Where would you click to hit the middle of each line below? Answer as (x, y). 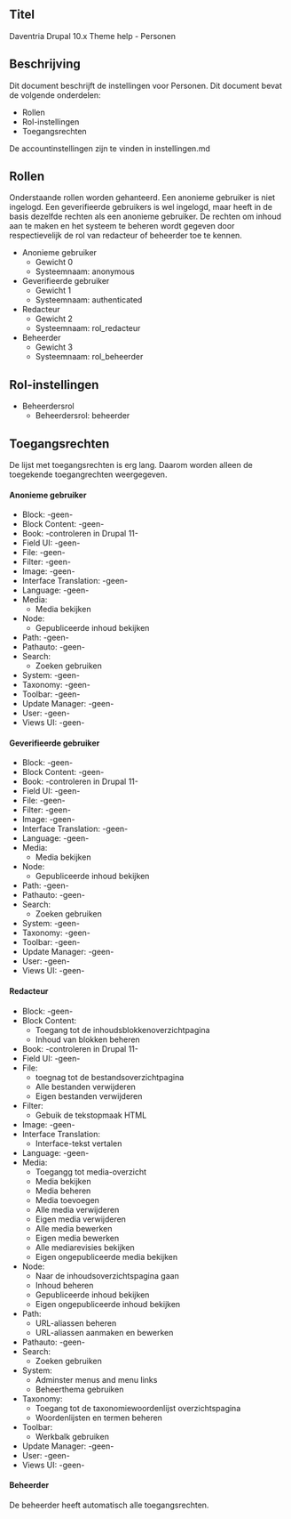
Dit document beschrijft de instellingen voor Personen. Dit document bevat (145, 85)
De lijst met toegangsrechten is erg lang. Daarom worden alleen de (131, 465)
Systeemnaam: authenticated (89, 300)
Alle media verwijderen (77, 1209)
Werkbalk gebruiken (72, 1436)
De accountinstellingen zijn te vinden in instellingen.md (110, 148)
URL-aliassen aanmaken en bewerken (104, 1332)
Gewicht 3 (54, 347)
